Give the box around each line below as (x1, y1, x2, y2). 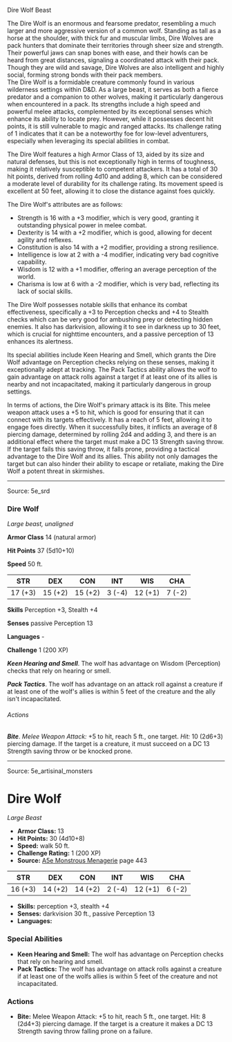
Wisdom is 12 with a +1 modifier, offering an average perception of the (17, 266, 217, 273)
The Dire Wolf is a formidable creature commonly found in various (7, 78, 195, 86)
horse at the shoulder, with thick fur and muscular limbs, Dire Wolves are (7, 34, 214, 42)
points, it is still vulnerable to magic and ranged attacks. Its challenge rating (7, 122, 222, 130)
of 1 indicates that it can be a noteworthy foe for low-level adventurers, (7, 129, 209, 138)
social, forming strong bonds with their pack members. (7, 71, 164, 79)
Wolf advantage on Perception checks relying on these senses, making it (7, 358, 215, 366)
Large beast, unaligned (7, 520, 74, 528)
